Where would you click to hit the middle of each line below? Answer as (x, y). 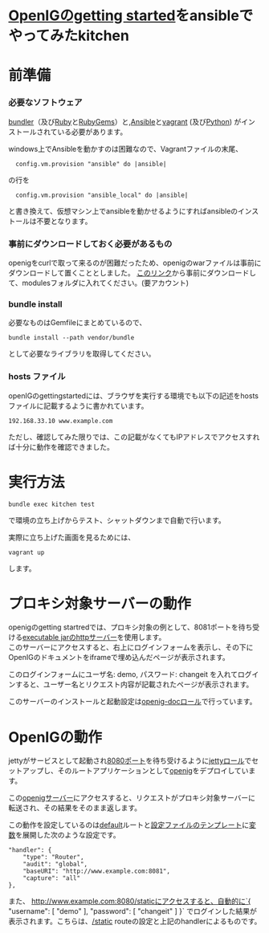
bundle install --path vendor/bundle (71, 338)
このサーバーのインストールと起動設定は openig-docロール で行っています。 (132, 702)
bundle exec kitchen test (51, 504)
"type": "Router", (53, 858)
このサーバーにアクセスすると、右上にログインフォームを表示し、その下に (131, 647)
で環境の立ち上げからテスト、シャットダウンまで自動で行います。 (117, 520)
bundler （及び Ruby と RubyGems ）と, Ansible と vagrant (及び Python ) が (125, 121)
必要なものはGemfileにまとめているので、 (77, 323)
